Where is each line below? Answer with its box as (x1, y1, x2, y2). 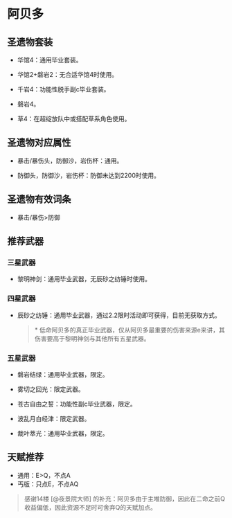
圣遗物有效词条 (7, 193, 71, 205)
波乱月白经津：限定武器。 (17, 414, 91, 422)
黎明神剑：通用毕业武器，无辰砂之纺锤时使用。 (17, 275, 151, 283)
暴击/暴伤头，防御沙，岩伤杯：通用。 (17, 157, 123, 165)
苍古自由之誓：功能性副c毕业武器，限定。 (17, 400, 136, 408)
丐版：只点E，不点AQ (17, 479, 79, 488)
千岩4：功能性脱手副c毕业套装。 (17, 85, 110, 93)
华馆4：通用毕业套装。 (17, 56, 82, 64)
